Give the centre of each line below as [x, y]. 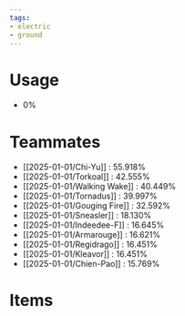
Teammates [55, 142]
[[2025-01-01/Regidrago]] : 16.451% [90, 245]
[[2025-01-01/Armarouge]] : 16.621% [92, 235]
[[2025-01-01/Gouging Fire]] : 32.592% [97, 206]
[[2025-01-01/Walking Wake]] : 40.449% [99, 187]
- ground [26, 35]
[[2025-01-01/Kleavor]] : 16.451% [85, 254]
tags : [20, 18]
